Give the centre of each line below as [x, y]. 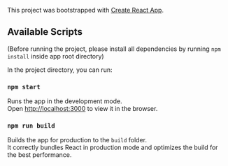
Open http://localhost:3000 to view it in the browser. [83, 109]
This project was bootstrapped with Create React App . [86, 10]
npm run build [31, 126]
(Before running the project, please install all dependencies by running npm [114, 49]
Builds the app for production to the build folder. [77, 140]
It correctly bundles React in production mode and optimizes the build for [113, 148]
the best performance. [40, 155]
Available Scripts [45, 32]
